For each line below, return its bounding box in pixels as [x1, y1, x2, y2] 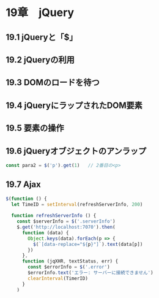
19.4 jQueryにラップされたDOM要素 [6, 100, 143, 110]
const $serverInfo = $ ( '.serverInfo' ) [17, 218, 116, 224]
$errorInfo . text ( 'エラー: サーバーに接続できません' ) [28, 270, 153, 276]
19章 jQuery [6, 6, 75, 20]
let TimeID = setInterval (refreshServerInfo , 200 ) [11, 201, 143, 207]
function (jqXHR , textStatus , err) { [21, 258, 119, 264]
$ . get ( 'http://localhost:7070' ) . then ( [17, 224, 116, 231]
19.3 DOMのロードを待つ [6, 77, 100, 88]
